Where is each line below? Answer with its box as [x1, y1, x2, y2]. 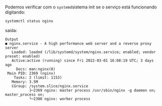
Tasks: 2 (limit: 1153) [14, 75, 62, 80]
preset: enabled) [5, 53, 40, 59]
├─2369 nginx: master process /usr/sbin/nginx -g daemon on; [29, 88, 156, 93]
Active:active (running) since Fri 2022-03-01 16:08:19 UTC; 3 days [11, 58, 154, 63]
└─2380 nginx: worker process [29, 96, 91, 101]
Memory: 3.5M [11, 79, 38, 84]
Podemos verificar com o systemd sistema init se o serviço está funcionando [5, 4, 157, 10]
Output [5, 36, 19, 42]
